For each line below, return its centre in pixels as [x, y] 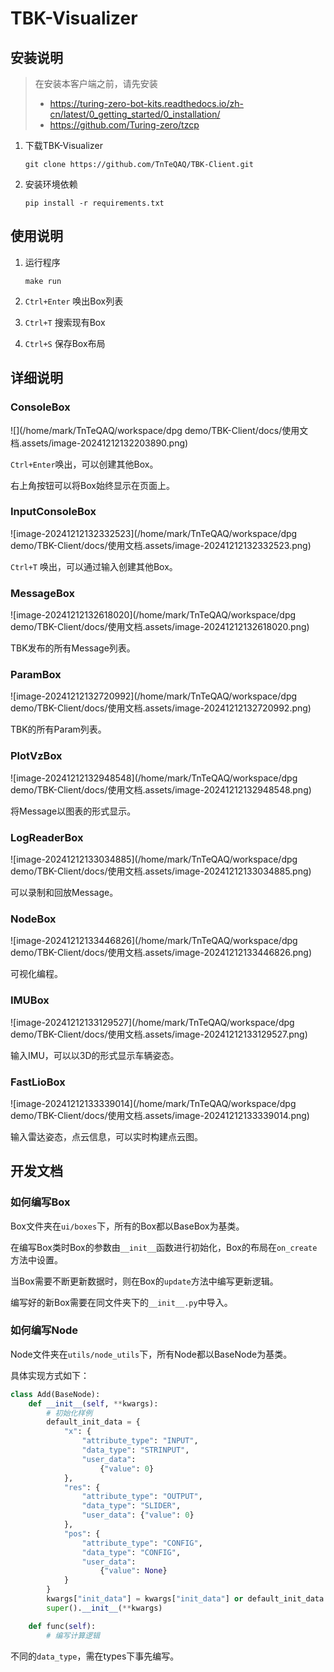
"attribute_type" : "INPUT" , [140, 1441]
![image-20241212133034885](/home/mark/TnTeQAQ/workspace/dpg [154, 859]
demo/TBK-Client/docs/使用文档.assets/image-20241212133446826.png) [161, 953]
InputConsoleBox [53, 512]
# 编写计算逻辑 [73, 1635]
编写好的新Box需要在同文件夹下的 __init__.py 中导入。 [121, 1302]
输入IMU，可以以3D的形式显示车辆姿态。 [95, 1055]
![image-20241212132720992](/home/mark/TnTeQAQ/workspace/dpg [154, 696]
